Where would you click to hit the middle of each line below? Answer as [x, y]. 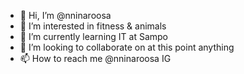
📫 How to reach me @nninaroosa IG [95, 58]
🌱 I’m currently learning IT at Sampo [94, 36]
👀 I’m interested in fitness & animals [93, 26]
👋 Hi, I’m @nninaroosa [65, 15]
